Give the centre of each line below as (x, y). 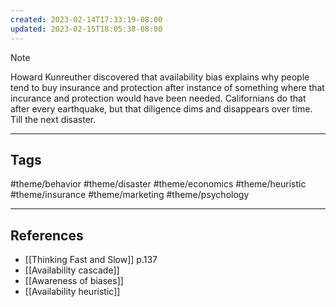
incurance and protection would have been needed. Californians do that (158, 98)
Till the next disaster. (53, 119)
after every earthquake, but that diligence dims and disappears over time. (161, 108)
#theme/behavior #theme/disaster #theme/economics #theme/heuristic (158, 184)
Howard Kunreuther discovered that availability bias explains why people (160, 77)
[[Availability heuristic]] (72, 292)
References (47, 235)
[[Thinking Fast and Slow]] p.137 (91, 260)
